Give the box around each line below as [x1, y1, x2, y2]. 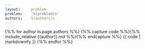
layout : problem [5, 7, 47, 12]
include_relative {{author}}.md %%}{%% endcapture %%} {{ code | [5, 34, 141, 39]
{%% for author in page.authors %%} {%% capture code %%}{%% [5, 29, 140, 35]
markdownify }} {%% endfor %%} [5, 39, 73, 45]
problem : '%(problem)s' [5, 11, 59, 16]
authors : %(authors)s [5, 16, 55, 20]
